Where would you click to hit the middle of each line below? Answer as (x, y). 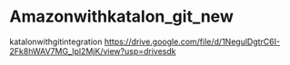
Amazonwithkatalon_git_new (121, 17)
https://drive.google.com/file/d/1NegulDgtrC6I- (192, 42)
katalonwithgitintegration (56, 42)
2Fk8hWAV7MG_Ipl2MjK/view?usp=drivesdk (93, 51)
